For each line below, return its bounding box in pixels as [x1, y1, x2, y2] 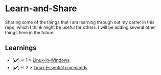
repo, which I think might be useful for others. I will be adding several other [5, 24, 157, 30]
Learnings [5, 44, 37, 52]
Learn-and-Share [5, 3, 77, 14]
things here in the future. [5, 29, 55, 35]
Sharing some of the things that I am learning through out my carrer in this [5, 19, 155, 25]
